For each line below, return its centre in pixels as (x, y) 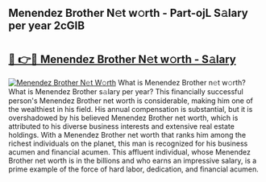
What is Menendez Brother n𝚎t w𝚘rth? (182, 83)
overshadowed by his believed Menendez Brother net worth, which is (123, 118)
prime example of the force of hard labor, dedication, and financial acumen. (134, 169)
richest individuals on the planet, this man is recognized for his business (128, 143)
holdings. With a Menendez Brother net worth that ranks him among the (127, 135)
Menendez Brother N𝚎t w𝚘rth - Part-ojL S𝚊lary (128, 13)
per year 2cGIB (47, 26)
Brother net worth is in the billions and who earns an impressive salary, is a (133, 161)
